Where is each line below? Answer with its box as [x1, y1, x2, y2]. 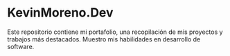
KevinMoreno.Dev [7, 5, 114, 21]
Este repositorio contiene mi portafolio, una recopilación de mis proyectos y [7, 28, 223, 36]
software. [7, 42, 35, 50]
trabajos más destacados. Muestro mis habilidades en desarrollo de [7, 35, 201, 43]
